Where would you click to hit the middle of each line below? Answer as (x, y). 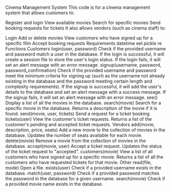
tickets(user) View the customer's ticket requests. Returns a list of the (79, 119)
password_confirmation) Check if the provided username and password (81, 70)
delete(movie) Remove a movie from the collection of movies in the (76, 141)
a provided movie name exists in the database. (54, 184)
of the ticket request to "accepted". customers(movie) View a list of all (79, 152)
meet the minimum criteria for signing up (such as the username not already (85, 76)
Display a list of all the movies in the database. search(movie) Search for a (83, 103)
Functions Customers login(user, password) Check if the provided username (86, 49)
